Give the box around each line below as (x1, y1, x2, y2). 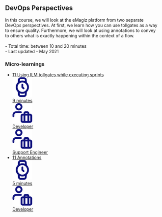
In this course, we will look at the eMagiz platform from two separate (5, 17, 144, 23)
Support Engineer (12, 150, 48, 155)
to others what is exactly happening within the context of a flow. (5, 32, 135, 38)
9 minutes (12, 98, 33, 104)
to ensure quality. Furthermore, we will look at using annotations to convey (5, 27, 156, 33)
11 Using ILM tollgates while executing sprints (12, 72, 104, 78)
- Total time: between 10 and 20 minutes (5, 43, 87, 49)
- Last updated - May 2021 (5, 48, 59, 54)
